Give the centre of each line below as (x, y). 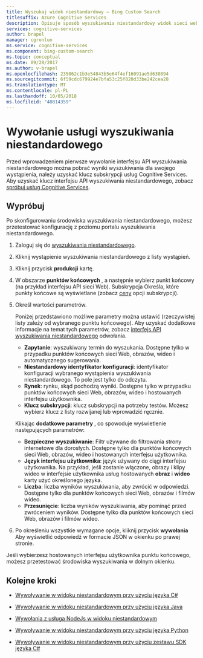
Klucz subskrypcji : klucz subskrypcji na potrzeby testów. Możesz (106, 405)
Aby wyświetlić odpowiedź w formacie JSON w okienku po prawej (97, 537)
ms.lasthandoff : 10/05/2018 (42, 96)
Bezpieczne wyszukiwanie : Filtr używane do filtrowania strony (103, 441)
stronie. (24, 543)
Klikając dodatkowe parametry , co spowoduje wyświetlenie (91, 423)
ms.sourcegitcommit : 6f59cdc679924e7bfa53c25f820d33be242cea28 (88, 79)
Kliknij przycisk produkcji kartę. (54, 269)
